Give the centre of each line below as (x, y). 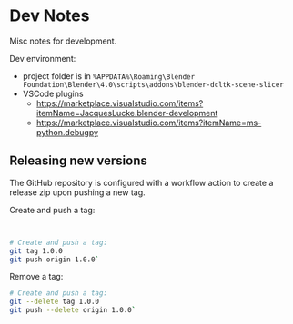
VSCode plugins (53, 93)
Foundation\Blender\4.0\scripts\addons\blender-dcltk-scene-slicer (153, 84)
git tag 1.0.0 (36, 250)
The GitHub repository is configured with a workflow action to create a (141, 182)
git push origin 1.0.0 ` (55, 260)
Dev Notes (50, 16)
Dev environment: (43, 58)
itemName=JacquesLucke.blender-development (127, 113)
